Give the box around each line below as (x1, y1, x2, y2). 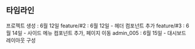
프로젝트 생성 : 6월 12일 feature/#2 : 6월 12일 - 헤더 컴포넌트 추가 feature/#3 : (6, 22, 185, 29)
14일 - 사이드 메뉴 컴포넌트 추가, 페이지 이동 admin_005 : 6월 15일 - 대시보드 (12, 29, 186, 36)
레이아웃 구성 (6, 37, 36, 44)
